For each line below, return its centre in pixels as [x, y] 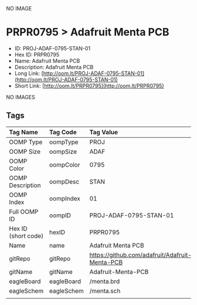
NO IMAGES [21, 97]
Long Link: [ [29, 73]
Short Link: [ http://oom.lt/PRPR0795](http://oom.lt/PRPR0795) [89, 86]
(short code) [26, 236]
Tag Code [63, 132]
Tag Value [104, 132]
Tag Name [23, 132]
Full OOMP [24, 212]
